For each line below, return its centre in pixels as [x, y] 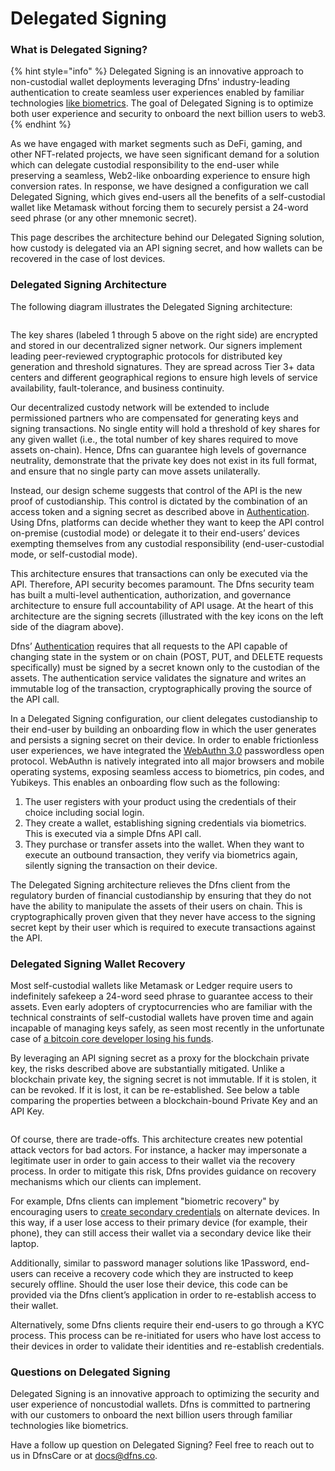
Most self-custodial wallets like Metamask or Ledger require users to [151, 986]
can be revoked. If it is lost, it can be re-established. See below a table [155, 1090]
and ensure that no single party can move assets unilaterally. [135, 471]
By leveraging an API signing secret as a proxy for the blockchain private [160, 1058]
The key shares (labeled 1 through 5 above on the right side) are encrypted [164, 334]
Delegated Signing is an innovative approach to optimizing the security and [165, 1394]
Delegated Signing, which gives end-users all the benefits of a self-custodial [168, 197]
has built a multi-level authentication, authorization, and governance [151, 594]
